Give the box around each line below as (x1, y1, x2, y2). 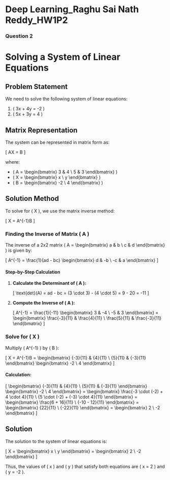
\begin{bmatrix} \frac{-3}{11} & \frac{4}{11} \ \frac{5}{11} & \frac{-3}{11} (12, 315, 161, 321)
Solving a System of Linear (5, 51, 121, 63)
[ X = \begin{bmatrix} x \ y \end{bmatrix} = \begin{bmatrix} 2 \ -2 (5, 448, 142, 454)
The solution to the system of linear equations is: (5, 438, 108, 444)
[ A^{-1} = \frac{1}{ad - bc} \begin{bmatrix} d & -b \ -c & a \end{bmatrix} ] (5, 257, 159, 263)
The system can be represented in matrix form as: (5, 139, 110, 145)
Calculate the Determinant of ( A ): (12, 280, 87, 286)
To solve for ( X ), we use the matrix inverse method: (5, 207, 115, 214)
